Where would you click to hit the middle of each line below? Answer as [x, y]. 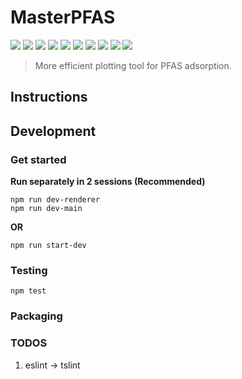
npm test [28, 291]
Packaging [36, 316]
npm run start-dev [48, 246]
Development [53, 131]
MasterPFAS [63, 17]
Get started [38, 159]
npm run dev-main [46, 209]
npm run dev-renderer [55, 200]
